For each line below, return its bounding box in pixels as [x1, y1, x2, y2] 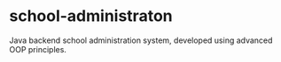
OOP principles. [9, 44, 66, 54]
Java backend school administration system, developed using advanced [9, 35, 273, 45]
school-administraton [9, 6, 173, 26]
